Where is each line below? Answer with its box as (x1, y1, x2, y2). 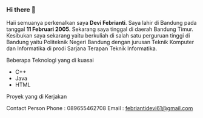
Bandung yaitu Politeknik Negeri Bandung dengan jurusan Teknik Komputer (6, 39, 195, 46)
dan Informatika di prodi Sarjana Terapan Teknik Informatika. (6, 45, 158, 52)
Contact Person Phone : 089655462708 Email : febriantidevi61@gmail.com (6, 105, 193, 112)
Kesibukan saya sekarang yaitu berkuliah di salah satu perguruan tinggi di (6, 32, 190, 39)
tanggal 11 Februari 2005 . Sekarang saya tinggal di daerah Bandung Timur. (6, 25, 194, 33)
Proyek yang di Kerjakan (6, 93, 67, 100)
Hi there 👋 (6, 5, 36, 14)
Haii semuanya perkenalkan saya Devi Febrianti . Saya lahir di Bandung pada (6, 19, 197, 27)
